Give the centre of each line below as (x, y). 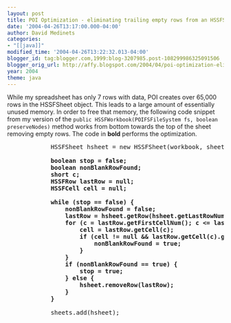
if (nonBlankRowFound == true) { (121, 264)
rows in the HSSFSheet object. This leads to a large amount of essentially (111, 105)
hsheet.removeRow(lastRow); (126, 285)
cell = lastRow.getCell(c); (126, 230)
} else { (80, 278)
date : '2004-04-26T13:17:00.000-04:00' (64, 26)
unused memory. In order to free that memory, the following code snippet (111, 112)
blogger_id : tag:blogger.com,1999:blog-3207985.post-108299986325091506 (113, 59)
